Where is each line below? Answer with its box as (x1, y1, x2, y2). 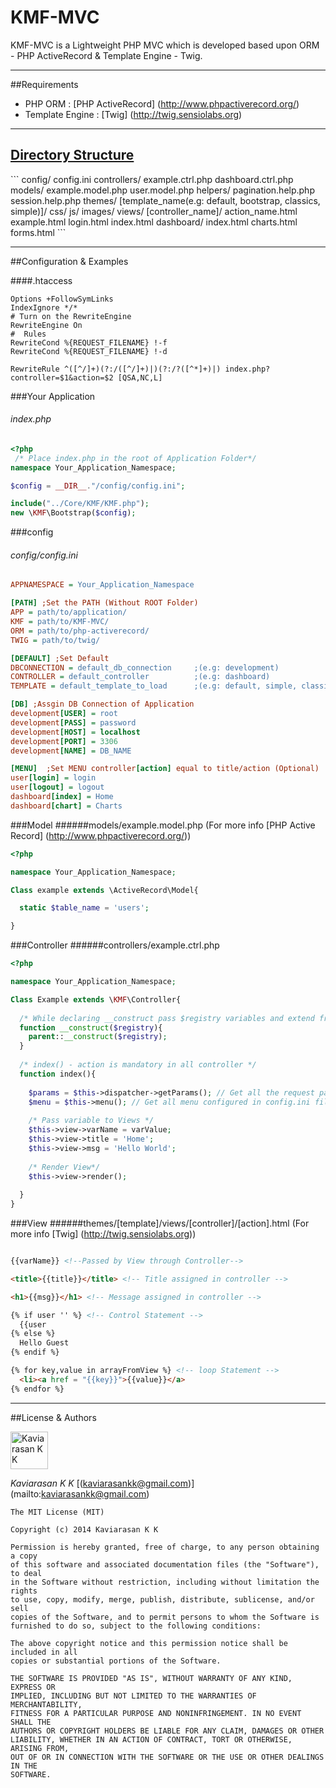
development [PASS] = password (10, 717, 137, 728)
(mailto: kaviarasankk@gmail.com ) (10, 1487, 150, 1500)
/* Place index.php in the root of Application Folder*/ (14, 453, 257, 463)
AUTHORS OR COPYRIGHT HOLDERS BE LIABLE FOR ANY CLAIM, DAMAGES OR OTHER (10, 1726, 325, 1736)
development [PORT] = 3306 (10, 736, 118, 746)
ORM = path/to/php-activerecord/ (10, 626, 150, 636)
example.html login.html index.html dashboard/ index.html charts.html (10, 216, 298, 228)
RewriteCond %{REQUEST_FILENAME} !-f (10, 337, 168, 348)
